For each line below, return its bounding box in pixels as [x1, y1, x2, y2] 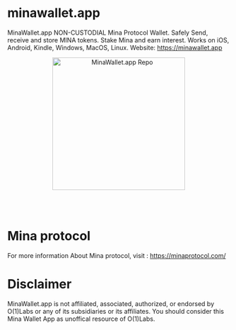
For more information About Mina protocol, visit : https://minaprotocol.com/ [7, 251, 226, 259]
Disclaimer [7, 276, 72, 293]
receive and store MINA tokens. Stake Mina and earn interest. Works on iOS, [7, 35, 230, 44]
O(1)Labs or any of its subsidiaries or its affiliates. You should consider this [7, 307, 225, 315]
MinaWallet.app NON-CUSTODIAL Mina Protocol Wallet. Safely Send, [7, 28, 208, 37]
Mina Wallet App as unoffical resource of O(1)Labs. [7, 314, 155, 323]
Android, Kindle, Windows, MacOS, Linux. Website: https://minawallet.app [7, 43, 223, 52]
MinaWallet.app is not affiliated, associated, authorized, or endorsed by [7, 299, 215, 308]
